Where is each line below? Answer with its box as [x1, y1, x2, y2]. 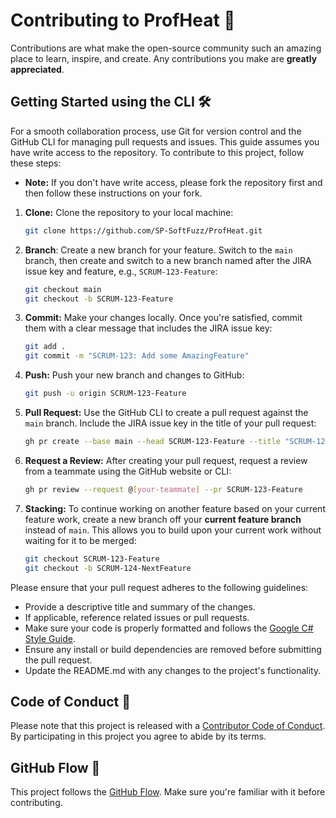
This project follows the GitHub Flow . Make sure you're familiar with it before [10, 786, 326, 798]
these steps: [10, 157, 62, 169]
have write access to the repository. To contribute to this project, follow [10, 146, 305, 158]
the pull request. [24, 654, 93, 666]
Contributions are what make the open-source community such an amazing [10, 42, 322, 54]
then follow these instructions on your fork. [24, 187, 203, 199]
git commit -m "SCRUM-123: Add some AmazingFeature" [24, 351, 250, 361]
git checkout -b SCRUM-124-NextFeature [24, 563, 192, 573]
